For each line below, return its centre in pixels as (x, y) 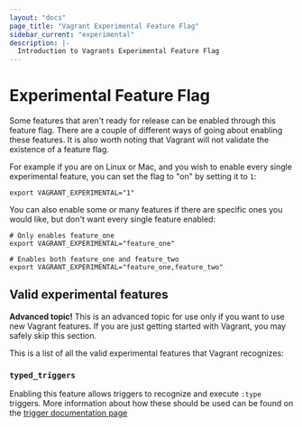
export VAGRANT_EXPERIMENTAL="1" (72, 193)
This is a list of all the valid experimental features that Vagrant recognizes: (146, 353)
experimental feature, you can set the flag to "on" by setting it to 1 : (133, 177)
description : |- (40, 43)
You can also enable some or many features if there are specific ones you (146, 210)
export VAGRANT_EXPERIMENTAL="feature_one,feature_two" (116, 268)
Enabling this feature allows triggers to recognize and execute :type (135, 394)
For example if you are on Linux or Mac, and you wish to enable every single (151, 167)
